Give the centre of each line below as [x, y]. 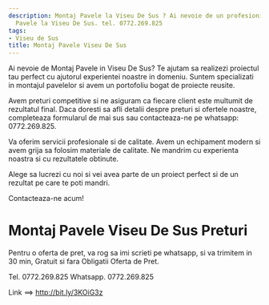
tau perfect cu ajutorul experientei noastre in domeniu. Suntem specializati [131, 77]
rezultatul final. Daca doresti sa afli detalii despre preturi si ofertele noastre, [132, 110]
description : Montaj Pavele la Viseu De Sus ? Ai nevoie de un [116, 16]
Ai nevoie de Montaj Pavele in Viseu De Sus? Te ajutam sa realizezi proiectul [134, 68]
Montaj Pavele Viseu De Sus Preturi [128, 231]
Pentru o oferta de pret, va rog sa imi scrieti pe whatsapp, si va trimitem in [130, 253]
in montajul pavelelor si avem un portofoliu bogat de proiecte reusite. [122, 86]
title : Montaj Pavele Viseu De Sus [68, 46]
